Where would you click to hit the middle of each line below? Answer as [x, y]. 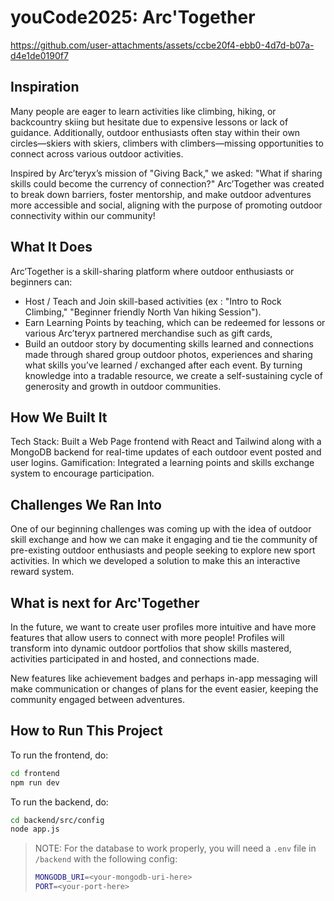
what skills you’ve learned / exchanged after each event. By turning [163, 365]
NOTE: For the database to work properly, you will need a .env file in [175, 848]
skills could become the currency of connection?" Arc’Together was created [167, 183]
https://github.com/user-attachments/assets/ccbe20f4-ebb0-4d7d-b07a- [162, 45]
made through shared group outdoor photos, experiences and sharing [168, 354]
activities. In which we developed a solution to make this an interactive [155, 561]
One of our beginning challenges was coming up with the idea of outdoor [161, 529]
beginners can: [41, 282]
